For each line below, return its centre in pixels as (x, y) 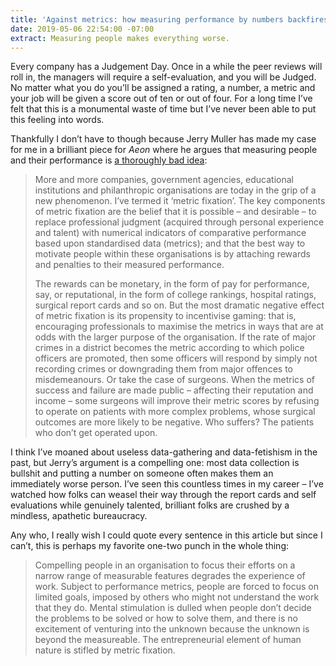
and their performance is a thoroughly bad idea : (109, 160)
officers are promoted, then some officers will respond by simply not (176, 358)
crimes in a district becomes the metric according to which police (169, 348)
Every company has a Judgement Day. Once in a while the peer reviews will (166, 67)
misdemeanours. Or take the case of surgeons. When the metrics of (175, 380)
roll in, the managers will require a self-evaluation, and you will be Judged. (163, 77)
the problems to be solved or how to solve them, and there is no (166, 618)
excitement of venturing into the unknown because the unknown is (172, 629)
